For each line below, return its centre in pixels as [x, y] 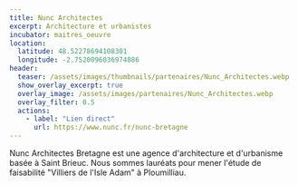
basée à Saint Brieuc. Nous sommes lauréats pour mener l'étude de [135, 163]
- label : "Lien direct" [71, 119]
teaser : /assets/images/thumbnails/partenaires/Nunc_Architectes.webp [154, 77]
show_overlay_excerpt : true [71, 85]
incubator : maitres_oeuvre [60, 34]
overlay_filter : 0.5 [56, 102]
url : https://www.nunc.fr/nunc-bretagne [111, 128]
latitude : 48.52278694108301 [72, 52]
